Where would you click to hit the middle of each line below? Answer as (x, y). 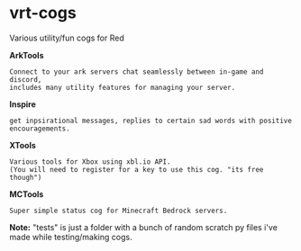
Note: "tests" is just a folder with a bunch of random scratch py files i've (143, 227)
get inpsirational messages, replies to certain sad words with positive (151, 121)
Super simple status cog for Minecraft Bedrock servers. (119, 211)
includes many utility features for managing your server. (123, 87)
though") (26, 177)
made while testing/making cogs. (71, 237)
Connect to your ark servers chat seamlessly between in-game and (137, 72)
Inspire (23, 104)
